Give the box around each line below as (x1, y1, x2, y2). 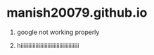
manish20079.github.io (6, 5, 148, 21)
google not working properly (16, 28, 100, 36)
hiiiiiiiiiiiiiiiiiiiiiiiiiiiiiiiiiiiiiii (16, 41, 79, 49)
